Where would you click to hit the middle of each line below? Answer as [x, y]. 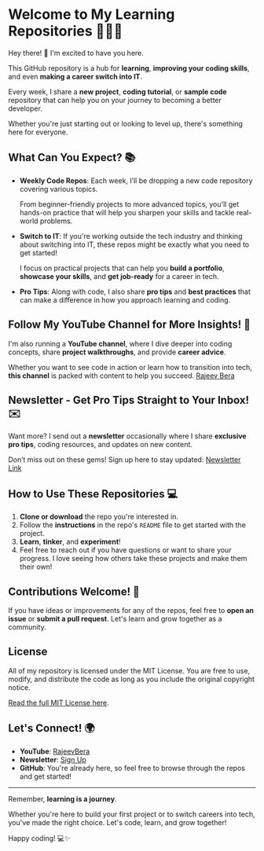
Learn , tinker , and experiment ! [70, 542]
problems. [56, 221]
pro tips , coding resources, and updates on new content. [100, 445]
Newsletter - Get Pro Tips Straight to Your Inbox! [129, 400]
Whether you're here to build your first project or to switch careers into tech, [132, 814]
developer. [26, 108]
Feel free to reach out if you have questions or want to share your [125, 550]
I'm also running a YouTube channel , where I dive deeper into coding [120, 343]
